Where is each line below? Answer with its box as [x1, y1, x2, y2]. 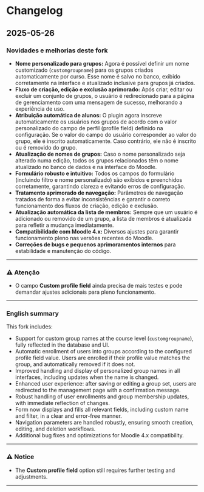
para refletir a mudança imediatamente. [15, 221, 114, 229]
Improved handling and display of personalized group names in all [15, 367, 180, 375]
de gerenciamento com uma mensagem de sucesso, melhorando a [15, 99, 183, 106]
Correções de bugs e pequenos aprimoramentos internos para [15, 241, 176, 248]
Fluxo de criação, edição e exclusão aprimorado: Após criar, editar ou [15, 86, 192, 93]
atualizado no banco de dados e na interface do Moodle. [15, 163, 157, 170]
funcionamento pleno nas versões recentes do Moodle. [15, 234, 154, 241]
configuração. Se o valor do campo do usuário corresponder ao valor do [15, 131, 197, 138]
